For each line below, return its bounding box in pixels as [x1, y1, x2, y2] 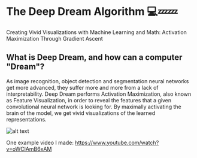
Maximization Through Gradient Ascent [6, 35, 103, 42]
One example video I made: [6, 139, 74, 146]
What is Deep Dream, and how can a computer [6, 52, 183, 63]
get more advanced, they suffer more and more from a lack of [6, 84, 159, 91]
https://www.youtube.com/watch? [74, 139, 159, 146]
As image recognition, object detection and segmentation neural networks [6, 77, 189, 84]
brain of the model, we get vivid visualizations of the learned [6, 109, 156, 117]
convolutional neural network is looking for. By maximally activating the [6, 103, 181, 110]
